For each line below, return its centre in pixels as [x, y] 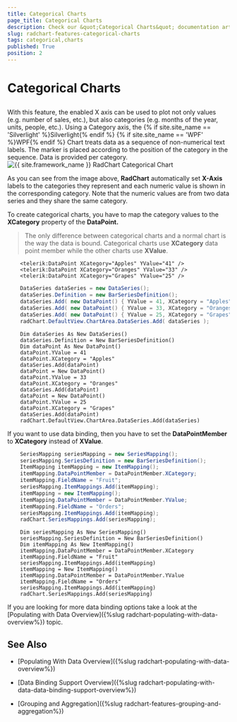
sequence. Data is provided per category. [68, 157]
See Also [27, 644]
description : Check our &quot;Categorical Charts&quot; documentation [113, 27]
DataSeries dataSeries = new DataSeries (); [85, 289]
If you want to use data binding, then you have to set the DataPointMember [117, 433]
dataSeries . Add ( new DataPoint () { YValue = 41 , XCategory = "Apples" [126, 302]
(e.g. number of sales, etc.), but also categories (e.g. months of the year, [113, 120]
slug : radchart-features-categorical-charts [74, 34]
